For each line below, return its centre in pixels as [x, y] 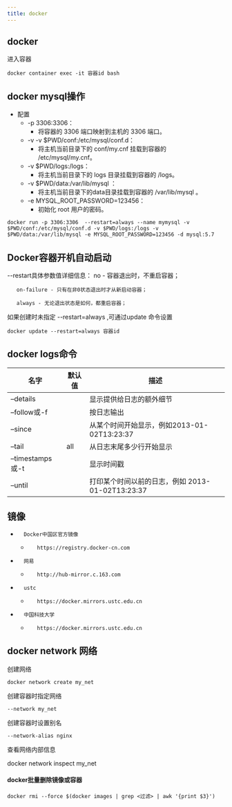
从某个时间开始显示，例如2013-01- [149, 425]
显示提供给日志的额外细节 [131, 399]
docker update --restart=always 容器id [64, 332]
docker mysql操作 [46, 96]
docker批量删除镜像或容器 [45, 780]
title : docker [28, 13]
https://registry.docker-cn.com [83, 548]
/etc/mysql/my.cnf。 [67, 158]
